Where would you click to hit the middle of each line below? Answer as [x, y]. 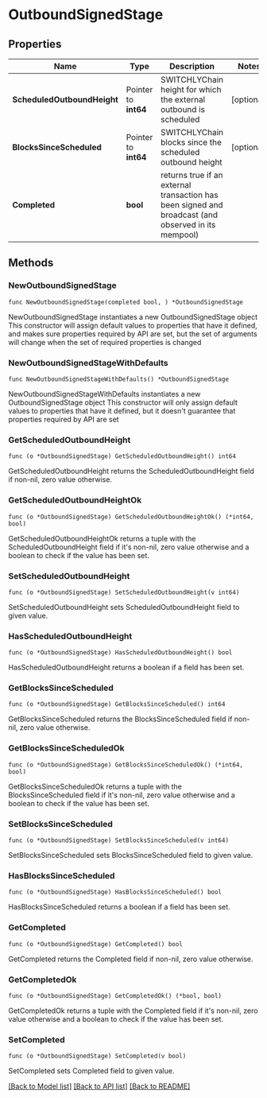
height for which [191, 89]
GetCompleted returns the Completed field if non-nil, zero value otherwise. [131, 959]
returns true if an [192, 175]
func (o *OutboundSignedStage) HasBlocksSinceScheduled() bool [115, 892]
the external [183, 99]
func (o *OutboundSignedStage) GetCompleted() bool [95, 944]
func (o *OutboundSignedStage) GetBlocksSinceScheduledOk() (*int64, [126, 765]
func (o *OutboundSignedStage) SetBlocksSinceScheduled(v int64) [118, 840]
